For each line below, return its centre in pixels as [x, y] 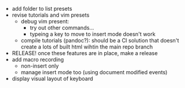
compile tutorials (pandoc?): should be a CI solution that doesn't [100, 40]
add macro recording [38, 60]
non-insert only [40, 66]
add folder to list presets [42, 9]
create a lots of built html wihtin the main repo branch [87, 47]
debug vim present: [45, 21]
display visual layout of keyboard [52, 78]
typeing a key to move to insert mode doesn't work [92, 34]
